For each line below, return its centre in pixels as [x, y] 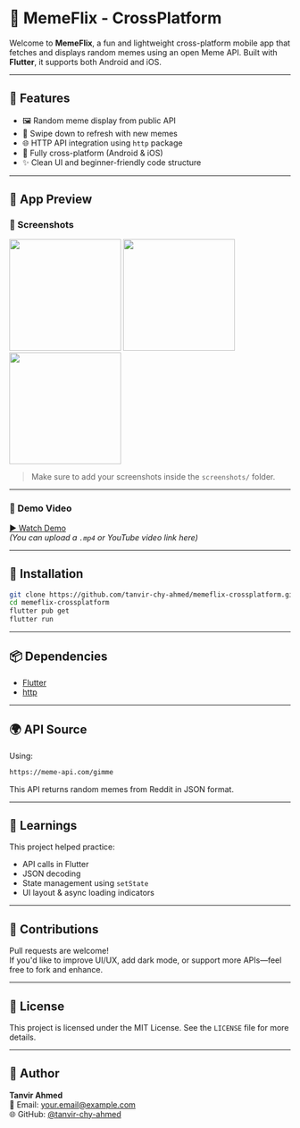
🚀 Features [40, 99]
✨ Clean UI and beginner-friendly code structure [112, 162]
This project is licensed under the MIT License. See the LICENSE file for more [149, 1027]
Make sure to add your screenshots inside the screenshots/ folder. [153, 477]
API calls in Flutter [55, 865]
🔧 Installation [46, 574]
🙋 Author [34, 1074]
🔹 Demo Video [41, 508]
